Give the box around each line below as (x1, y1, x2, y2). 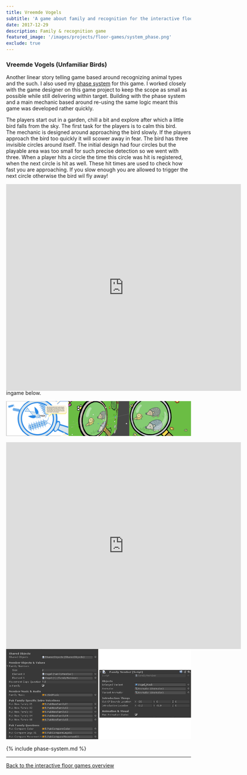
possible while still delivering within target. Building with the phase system (6, 93, 186, 100)
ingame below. (6, 390, 42, 396)
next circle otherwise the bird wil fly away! (6, 172, 109, 180)
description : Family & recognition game (6, 28, 107, 34)
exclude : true (6, 40, 41, 46)
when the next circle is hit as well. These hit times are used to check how (6, 160, 183, 167)
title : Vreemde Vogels (6, 9, 62, 15)
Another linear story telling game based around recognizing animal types (6, 74, 182, 81)
